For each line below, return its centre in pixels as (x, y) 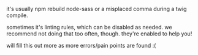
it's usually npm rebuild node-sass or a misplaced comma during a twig (97, 9)
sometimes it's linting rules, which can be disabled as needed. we (89, 27)
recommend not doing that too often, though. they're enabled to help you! (99, 34)
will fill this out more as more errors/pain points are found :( (81, 46)
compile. (17, 15)
